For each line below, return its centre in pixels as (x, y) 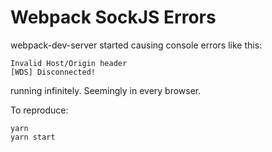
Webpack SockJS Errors (113, 17)
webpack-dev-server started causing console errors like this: (136, 45)
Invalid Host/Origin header (69, 63)
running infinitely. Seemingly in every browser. (106, 90)
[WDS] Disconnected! (53, 72)
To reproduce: (39, 110)
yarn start (33, 137)
